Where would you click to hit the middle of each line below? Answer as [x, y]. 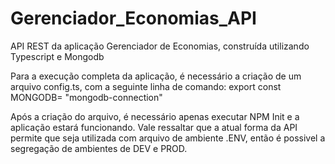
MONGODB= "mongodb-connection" [86, 97]
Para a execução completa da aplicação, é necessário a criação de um [156, 76]
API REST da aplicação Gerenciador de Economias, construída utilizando [160, 46]
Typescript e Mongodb [57, 56]
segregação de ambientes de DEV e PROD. [99, 148]
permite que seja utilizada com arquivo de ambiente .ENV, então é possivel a [168, 138]
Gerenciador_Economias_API [133, 18]
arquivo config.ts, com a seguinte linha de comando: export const [146, 86]
